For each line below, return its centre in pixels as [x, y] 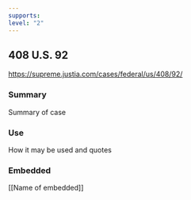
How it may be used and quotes [60, 150]
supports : [25, 15]
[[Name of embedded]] [46, 188]
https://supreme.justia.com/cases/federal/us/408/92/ [95, 74]
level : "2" [26, 23]
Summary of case [37, 112]
